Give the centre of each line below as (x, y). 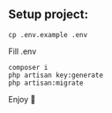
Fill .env (22, 51)
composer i (28, 67)
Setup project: (49, 15)
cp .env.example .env (48, 34)
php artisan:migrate (46, 83)
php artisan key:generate (56, 75)
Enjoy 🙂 (22, 99)
